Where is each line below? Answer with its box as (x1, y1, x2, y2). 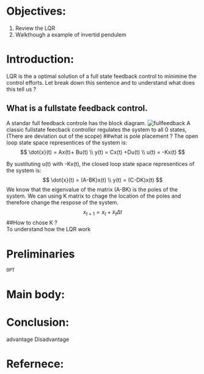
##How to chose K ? (6, 219, 58, 226)
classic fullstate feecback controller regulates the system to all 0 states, (6, 126, 187, 133)
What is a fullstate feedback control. (6, 103, 148, 113)
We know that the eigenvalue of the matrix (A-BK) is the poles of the (6, 185, 178, 193)
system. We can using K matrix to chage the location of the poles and (6, 192, 181, 200)
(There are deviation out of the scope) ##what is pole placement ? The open (6, 132, 199, 140)
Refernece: (6, 357, 64, 370)
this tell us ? (6, 85, 37, 93)
